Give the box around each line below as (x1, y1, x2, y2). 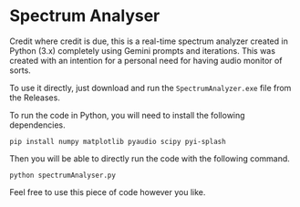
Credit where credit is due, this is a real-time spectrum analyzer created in (9, 36, 289, 47)
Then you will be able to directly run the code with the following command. (9, 152, 290, 164)
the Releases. (9, 92, 61, 103)
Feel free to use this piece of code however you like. (9, 186, 206, 197)
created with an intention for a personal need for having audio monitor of (9, 55, 283, 66)
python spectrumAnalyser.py (9, 171, 117, 180)
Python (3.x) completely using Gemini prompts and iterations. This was (9, 45, 276, 56)
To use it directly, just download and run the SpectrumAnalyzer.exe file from (9, 82, 292, 93)
